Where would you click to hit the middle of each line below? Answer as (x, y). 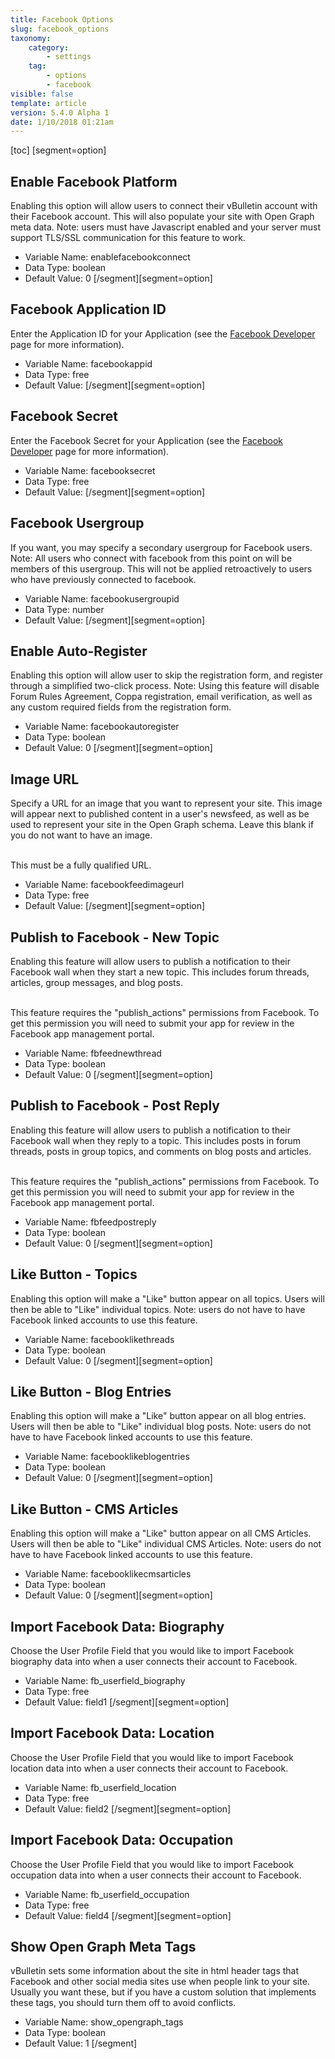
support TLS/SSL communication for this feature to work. (128, 238)
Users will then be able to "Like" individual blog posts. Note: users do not (161, 1427)
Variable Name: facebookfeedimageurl (104, 885)
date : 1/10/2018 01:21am (62, 122)
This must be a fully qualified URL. (81, 865)
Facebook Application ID (88, 309)
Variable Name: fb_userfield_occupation (107, 1894)
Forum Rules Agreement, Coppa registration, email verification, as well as (161, 697)
